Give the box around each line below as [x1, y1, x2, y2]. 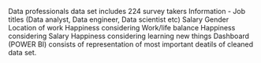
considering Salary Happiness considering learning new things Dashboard [8, 31, 250, 40]
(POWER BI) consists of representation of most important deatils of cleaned [8, 40, 254, 49]
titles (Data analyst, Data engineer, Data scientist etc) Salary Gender [8, 15, 229, 24]
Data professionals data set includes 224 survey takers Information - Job [8, 7, 246, 16]
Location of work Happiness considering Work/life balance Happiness [8, 23, 236, 32]
